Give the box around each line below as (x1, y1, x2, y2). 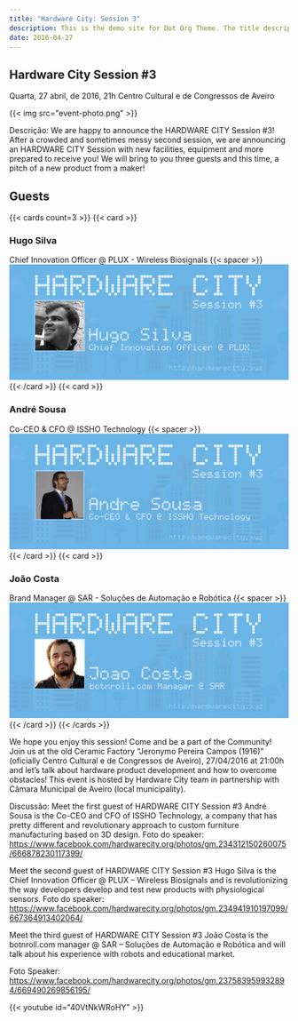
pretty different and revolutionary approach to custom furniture (9, 820, 239, 831)
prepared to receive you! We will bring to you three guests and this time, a (9, 154, 279, 164)
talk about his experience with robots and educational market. (9, 949, 235, 960)
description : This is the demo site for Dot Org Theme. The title (9, 23, 260, 33)
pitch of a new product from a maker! (9, 163, 145, 173)
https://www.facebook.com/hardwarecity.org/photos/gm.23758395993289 (9, 976, 286, 986)
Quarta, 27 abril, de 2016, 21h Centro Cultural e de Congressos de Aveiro (9, 91, 275, 101)
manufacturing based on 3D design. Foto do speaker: (9, 829, 204, 840)
